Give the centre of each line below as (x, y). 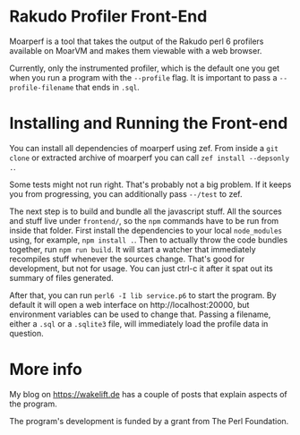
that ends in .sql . (108, 87)
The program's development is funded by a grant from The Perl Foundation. (149, 421)
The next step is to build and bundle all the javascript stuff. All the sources (146, 211)
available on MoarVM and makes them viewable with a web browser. (136, 50)
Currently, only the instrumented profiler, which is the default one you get (145, 68)
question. (27, 333)
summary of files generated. (61, 277)
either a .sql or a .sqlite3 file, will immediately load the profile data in (139, 323)
